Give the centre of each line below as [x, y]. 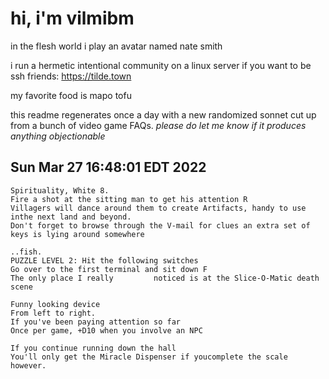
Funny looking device [55, 304]
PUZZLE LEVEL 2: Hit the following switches [104, 260]
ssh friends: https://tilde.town [71, 76]
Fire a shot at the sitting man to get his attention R [129, 199]
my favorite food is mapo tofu [71, 95]
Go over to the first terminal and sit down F [109, 269]
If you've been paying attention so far [96, 322]
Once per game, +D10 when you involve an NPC [106, 330]
